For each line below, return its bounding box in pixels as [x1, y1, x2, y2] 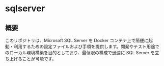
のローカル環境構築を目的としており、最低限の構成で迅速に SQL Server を [5, 50, 155, 55]
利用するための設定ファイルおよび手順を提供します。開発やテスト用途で [13, 44, 160, 49]
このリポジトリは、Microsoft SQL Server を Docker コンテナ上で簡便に [5, 38, 149, 43]
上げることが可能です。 [9, 56, 56, 62]
